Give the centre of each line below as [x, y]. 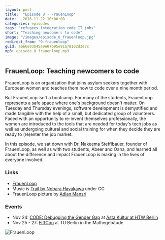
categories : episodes [27, 23]
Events [14, 206]
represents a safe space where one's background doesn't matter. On [75, 103]
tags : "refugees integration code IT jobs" [50, 28]
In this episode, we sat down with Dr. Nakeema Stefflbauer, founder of [76, 144]
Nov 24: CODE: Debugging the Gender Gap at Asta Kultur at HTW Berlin [85, 217]
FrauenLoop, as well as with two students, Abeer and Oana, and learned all [81, 149]
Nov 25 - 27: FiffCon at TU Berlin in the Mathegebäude [68, 222]
